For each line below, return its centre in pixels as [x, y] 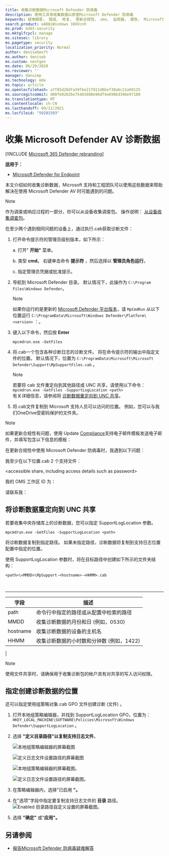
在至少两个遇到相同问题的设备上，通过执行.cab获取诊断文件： [69, 229]
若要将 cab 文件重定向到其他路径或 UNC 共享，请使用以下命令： [79, 385]
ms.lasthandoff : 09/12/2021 [35, 108]
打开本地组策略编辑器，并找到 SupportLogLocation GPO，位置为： [81, 715]
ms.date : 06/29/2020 [27, 66]
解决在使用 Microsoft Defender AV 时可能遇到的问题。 [61, 191]
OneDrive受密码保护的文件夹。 [49, 413]
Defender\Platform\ [126, 316]
